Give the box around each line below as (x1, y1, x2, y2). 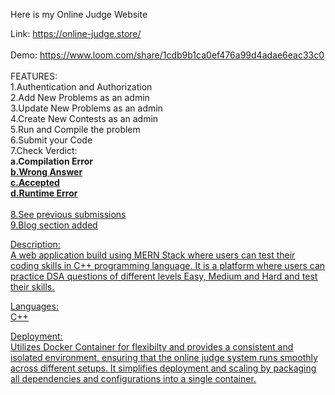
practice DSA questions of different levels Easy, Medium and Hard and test (10, 270, 318, 282)
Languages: (10, 300, 59, 312)
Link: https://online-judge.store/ (10, 28, 142, 39)
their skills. (10, 281, 55, 293)
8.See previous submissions (10, 209, 127, 220)
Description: (10, 239, 61, 250)
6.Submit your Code (10, 134, 93, 146)
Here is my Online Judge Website (10, 9, 148, 20)
